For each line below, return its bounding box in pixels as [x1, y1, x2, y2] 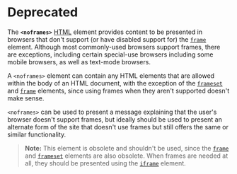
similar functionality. [7, 130, 67, 139]
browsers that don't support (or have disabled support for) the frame [7, 35, 207, 43]
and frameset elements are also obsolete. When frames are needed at [24, 151, 229, 160]
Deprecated [7, 4, 79, 21]
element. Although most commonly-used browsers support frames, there [7, 42, 221, 51]
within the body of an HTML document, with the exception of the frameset [7, 79, 223, 87]
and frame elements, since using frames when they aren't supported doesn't [7, 86, 230, 95]
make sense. [7, 93, 45, 103]
